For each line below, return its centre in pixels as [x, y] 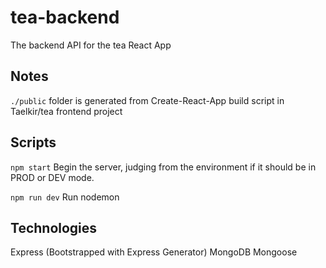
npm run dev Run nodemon [65, 197]
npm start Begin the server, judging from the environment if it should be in [163, 167]
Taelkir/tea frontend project [66, 111]
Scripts [33, 142]
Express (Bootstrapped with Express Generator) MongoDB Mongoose [154, 252]
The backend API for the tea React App [91, 45]
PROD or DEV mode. [52, 177]
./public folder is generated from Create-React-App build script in [147, 100]
